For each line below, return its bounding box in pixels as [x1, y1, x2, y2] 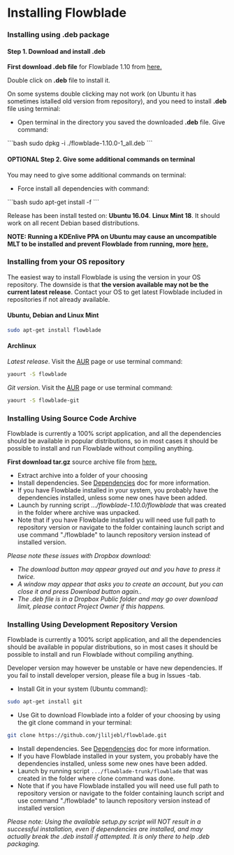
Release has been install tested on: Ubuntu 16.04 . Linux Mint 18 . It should [7, 211, 220, 219]
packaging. [7, 840, 41, 848]
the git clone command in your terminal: [17, 718, 133, 727]
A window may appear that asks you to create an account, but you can [17, 580, 224, 588]
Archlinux [7, 342, 36, 350]
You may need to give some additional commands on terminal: [7, 170, 187, 179]
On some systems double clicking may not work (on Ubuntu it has [7, 89, 197, 98]
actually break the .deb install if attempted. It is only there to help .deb [7, 833, 210, 841]
